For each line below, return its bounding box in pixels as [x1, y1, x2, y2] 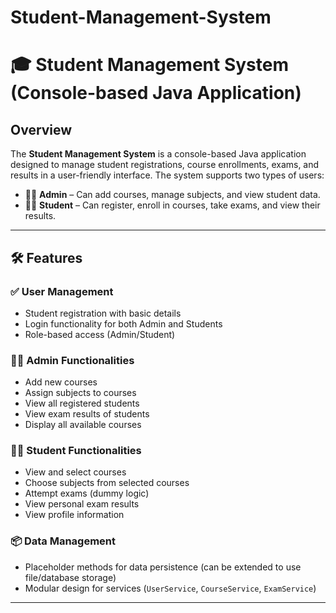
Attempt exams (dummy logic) [24, 487, 150, 500]
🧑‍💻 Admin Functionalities [10, 353, 135, 367]
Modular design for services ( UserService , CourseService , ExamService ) [24, 582, 317, 594]
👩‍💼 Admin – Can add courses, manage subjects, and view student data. [24, 189, 321, 201]
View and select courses [24, 466, 127, 478]
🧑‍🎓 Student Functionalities [10, 444, 142, 458]
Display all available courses [24, 419, 142, 431]
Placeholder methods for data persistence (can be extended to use [24, 561, 302, 573]
